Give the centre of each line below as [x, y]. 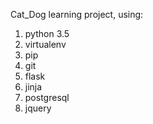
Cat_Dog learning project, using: [77, 14]
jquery [38, 108]
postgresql [47, 97]
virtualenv [45, 44]
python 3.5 [47, 33]
